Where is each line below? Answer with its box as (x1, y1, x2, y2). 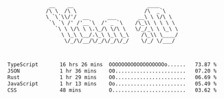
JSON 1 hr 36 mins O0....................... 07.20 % (7, 68, 217, 74)
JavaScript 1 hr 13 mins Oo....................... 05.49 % (7, 80, 217, 87)
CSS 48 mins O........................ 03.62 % (7, 87, 217, 94)
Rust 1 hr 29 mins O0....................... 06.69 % (7, 74, 217, 81)
